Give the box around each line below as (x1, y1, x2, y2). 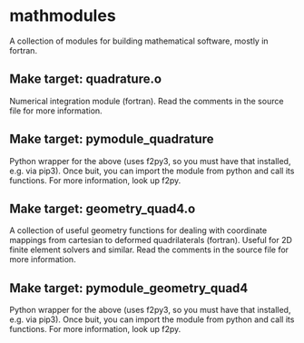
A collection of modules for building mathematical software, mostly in (9, 35, 270, 46)
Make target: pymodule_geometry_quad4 (9, 280, 249, 296)
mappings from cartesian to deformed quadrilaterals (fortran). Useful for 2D (9, 235, 293, 246)
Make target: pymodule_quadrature (9, 132, 214, 147)
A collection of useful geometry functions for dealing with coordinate (9, 225, 268, 236)
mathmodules (9, 5, 116, 26)
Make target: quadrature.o (9, 72, 162, 87)
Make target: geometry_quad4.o (9, 201, 196, 216)
